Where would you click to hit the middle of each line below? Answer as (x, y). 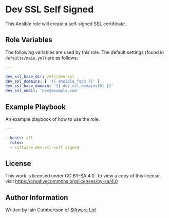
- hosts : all (19, 138)
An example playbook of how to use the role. (53, 119)
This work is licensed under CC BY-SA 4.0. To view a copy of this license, (83, 176)
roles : (17, 142)
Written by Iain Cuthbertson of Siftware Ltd (51, 210)
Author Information (37, 197)
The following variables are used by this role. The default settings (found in (85, 52)
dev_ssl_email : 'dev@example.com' (42, 91)
